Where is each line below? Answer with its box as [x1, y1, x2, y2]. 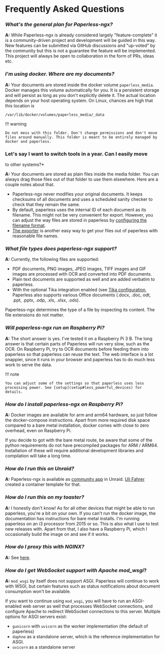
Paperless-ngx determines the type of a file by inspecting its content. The [5, 307, 155, 313]
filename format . [12, 222, 46, 228]
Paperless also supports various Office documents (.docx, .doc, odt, [12, 292, 151, 298]
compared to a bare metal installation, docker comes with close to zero [5, 422, 149, 428]
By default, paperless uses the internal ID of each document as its [12, 207, 146, 213]
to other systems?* [5, 161, 44, 168]
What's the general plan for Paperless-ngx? [5, 21, 113, 28]
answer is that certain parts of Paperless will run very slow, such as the [5, 341, 150, 346]
